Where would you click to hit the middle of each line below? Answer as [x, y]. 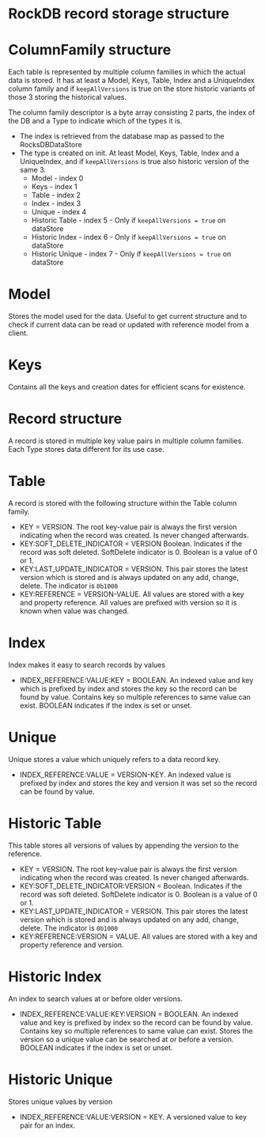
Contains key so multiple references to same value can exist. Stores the [136, 1030]
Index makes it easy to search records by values [87, 665]
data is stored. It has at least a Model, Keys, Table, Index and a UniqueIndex [131, 81]
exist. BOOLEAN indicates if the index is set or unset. [106, 705]
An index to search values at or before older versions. [96, 999]
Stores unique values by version [61, 1102]
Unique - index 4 [59, 212]
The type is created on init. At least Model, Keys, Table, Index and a [129, 153]
